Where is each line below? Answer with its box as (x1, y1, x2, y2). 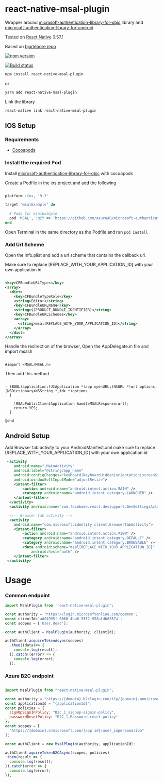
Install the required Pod (5, 159, 62, 166)
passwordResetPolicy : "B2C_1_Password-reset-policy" (9, 714, 118, 720)
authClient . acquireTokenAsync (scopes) (5, 638, 83, 643)
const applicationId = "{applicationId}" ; (5, 701, 92, 706)
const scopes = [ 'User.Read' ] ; (5, 621, 68, 626)
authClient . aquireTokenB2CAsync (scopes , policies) (5, 750, 110, 755)
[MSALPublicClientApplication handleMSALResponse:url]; (14, 401, 130, 406)
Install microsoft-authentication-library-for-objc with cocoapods (5, 170, 133, 176)
